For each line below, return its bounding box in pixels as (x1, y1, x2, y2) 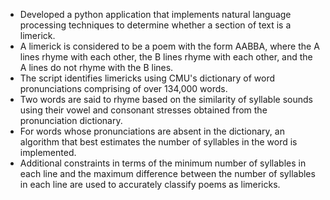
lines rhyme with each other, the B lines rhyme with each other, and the (19, 51, 313, 63)
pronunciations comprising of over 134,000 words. (19, 83, 228, 94)
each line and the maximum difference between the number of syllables (19, 168, 316, 179)
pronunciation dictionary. (19, 115, 123, 126)
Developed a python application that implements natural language (19, 9, 292, 20)
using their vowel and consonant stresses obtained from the (19, 104, 268, 116)
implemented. (19, 147, 77, 158)
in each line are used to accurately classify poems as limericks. (19, 179, 281, 190)
